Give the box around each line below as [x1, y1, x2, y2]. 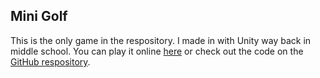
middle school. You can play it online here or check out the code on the [10, 45, 304, 57]
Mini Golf [10, 8, 68, 25]
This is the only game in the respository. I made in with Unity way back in [10, 34, 312, 46]
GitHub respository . [10, 55, 91, 68]
